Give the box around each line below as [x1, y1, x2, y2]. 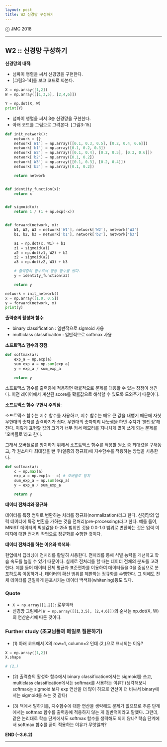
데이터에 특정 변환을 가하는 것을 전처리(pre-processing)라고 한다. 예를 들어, [10, 518, 158, 524]
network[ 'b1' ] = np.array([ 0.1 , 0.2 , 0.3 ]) [14, 145, 106, 150]
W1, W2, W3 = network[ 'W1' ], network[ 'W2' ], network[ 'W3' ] [14, 227, 139, 232]
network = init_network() [5, 291, 59, 296]
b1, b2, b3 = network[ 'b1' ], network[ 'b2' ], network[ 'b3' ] [14, 232, 139, 237]
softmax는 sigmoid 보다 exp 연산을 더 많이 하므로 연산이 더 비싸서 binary [12, 686, 156, 692]
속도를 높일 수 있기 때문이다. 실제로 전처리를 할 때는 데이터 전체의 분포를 [10, 558, 150, 564]
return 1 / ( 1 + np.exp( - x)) [14, 209, 75, 214]
